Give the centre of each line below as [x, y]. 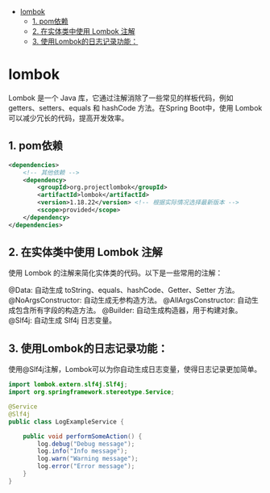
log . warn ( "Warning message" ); [88, 459]
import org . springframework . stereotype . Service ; [91, 392]
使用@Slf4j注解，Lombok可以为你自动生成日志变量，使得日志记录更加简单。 [135, 370]
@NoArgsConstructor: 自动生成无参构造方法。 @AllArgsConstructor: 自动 [130, 300]
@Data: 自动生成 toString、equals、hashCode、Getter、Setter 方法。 [124, 290]
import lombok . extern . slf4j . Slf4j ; [68, 385]
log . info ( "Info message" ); [83, 451]
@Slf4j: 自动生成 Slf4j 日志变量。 [62, 320]
